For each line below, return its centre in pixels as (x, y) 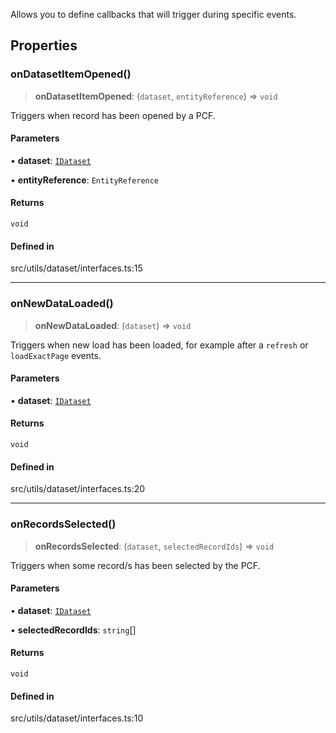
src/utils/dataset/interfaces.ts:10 (77, 718)
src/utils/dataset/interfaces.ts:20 (78, 489)
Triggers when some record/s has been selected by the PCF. (135, 565)
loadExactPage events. (56, 355)
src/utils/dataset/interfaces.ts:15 (76, 268)
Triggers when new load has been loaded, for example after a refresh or (159, 345)
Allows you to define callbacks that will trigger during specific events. (153, 14)
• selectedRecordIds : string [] (73, 630)
